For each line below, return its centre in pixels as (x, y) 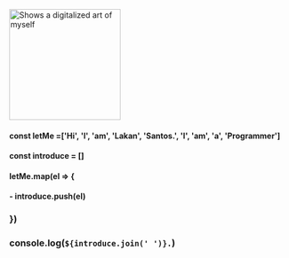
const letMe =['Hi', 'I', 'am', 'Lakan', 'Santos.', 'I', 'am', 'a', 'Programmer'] (145, 136)
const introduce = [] (47, 156)
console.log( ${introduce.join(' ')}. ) (92, 243)
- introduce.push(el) (48, 196)
